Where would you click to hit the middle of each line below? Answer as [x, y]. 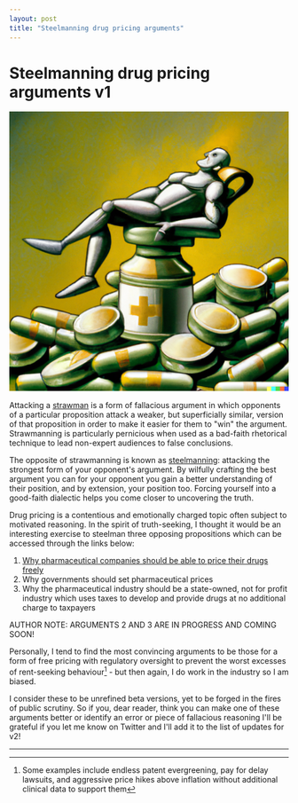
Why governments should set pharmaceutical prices [118, 579]
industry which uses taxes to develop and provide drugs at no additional [154, 598]
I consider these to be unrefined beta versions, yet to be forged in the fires [145, 699]
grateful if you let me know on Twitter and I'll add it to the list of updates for [147, 727]
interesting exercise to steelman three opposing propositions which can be [145, 534]
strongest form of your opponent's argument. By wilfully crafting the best [143, 469]
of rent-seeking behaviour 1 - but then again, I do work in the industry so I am [149, 672]
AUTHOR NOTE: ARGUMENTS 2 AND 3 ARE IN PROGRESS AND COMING [143, 625]
